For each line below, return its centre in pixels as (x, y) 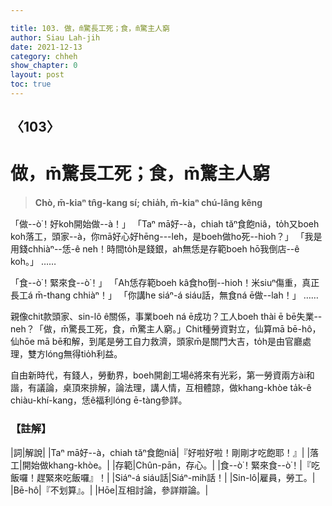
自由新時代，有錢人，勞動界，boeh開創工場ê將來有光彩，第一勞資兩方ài (158, 375)
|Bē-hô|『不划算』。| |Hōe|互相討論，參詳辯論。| (109, 490)
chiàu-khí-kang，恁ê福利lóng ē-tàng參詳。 (99, 400)
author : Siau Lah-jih (55, 37)
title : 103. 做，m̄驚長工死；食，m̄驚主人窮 (90, 28)
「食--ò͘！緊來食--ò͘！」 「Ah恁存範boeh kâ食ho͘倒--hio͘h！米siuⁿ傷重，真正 (165, 283)
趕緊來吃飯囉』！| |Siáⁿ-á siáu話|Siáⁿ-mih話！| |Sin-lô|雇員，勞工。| (176, 477)
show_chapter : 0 (44, 66)
